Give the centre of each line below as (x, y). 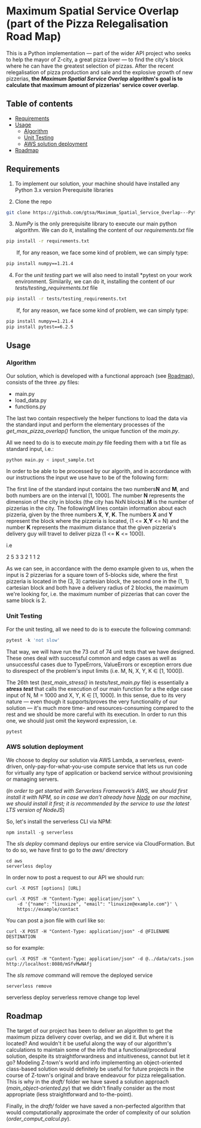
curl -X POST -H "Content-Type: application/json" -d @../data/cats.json (100, 959)
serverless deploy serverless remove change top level (73, 997)
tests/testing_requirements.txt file (56, 288)
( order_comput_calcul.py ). (39, 1118)
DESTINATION (21, 937)
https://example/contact (48, 909)
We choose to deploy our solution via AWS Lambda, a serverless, (87, 760)
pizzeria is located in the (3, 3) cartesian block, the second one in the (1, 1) (98, 581)
